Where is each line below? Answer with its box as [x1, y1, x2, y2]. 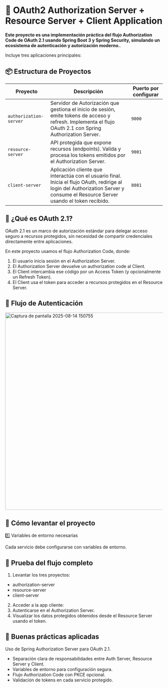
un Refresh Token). [12, 273, 52, 280]
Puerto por [132, 85, 159, 92]
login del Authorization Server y [50, 185, 124, 192]
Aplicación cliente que [50, 166, 102, 173]
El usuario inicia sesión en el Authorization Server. [12, 258, 116, 264]
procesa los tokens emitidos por [50, 152, 126, 159]
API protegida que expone [50, 139, 111, 146]
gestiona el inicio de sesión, [50, 105, 115, 112]
